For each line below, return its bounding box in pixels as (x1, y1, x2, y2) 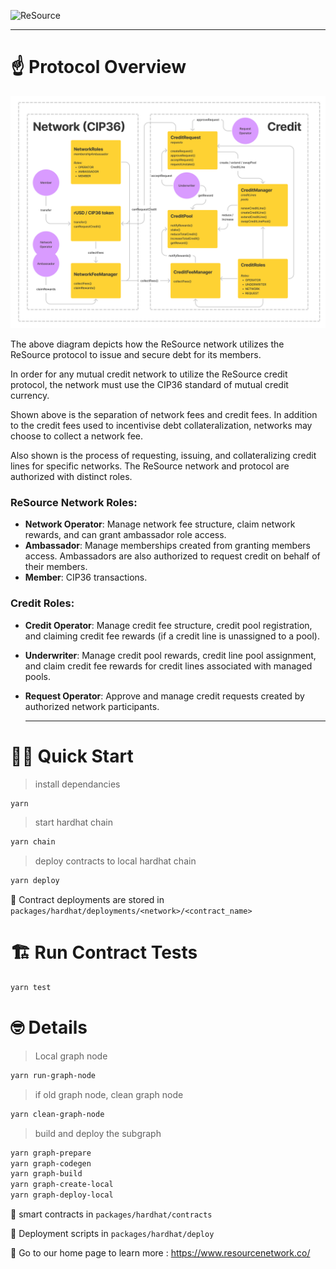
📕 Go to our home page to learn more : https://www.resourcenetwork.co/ (10, 1247, 311, 1259)
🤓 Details (10, 1016, 88, 1039)
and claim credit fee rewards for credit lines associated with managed (24, 660, 313, 672)
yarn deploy (10, 876, 60, 886)
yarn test (10, 983, 52, 993)
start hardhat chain (34, 816, 113, 829)
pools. (24, 670, 51, 682)
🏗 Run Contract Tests (10, 941, 198, 964)
